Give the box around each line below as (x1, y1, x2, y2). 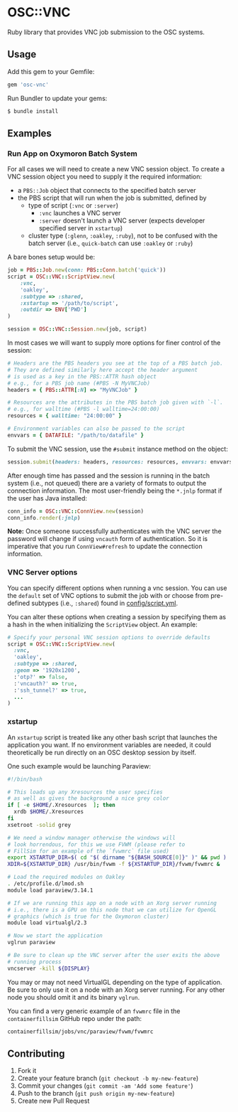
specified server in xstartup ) (38, 224, 123, 232)
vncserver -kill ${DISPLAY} (7, 965, 91, 972)
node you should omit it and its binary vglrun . (7, 993, 140, 1001)
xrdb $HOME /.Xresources (13, 808, 84, 816)
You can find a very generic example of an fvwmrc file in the (7, 1007, 181, 1015)
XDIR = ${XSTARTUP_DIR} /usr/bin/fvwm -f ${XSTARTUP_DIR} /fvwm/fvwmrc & (7, 861, 220, 868)
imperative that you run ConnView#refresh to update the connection (7, 542, 203, 551)
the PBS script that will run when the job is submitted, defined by (17, 193, 207, 203)
